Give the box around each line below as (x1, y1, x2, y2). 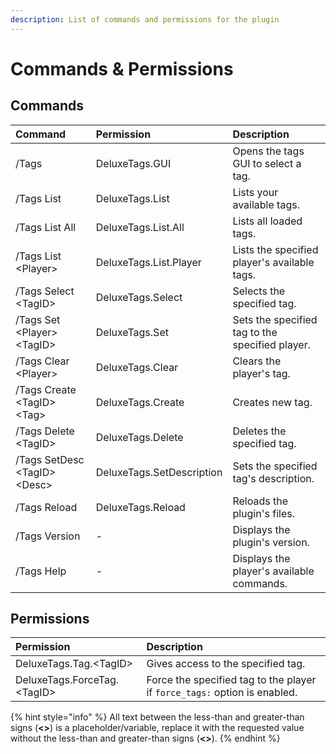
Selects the (232, 284, 286, 298)
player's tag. (232, 366, 291, 380)
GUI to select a (232, 156, 302, 170)
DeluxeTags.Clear (95, 360, 179, 374)
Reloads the (232, 494, 288, 508)
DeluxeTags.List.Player (95, 255, 202, 269)
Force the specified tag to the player (146, 673, 317, 687)
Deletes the (232, 424, 287, 438)
